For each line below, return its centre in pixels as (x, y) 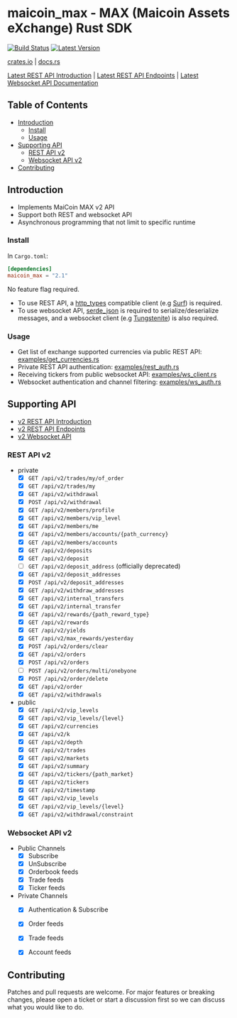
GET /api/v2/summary (59, 767)
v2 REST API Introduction (55, 421)
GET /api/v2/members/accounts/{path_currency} (98, 535)
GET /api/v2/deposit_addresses (75, 574)
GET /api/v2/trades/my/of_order (76, 478)
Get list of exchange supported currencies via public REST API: (110, 351)
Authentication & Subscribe (68, 909)
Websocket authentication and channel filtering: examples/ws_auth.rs (119, 382)
